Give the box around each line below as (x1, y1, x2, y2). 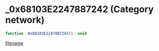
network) (5, 14, 45, 26)
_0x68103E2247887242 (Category (5, 4, 154, 15)
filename (5, 40, 24, 46)
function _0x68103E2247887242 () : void (5, 31, 87, 36)
